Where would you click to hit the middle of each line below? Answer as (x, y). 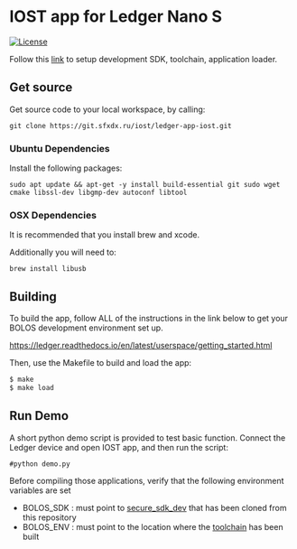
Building (33, 297)
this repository (49, 517)
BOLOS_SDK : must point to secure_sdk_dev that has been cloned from (154, 507)
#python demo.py (40, 464)
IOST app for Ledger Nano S (116, 17)
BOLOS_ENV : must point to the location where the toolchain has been (153, 526)
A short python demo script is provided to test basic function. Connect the (148, 437)
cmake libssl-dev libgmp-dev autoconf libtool (98, 193)
